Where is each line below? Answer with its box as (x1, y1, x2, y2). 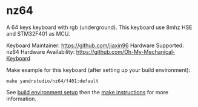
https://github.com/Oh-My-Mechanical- (76, 48, 176, 55)
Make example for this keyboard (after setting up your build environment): (6, 66, 191, 73)
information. (6, 95, 37, 102)
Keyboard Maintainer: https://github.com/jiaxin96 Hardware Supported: (6, 42, 184, 49)
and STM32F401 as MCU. (6, 30, 71, 37)
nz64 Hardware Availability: (6, 48, 75, 55)
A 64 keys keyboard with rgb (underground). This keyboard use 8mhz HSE (6, 24, 193, 31)
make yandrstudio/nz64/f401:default (6, 78, 99, 84)
